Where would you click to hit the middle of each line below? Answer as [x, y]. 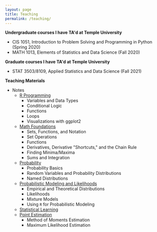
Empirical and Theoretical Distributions [66, 189]
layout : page [18, 10]
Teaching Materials [25, 81]
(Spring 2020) [26, 47]
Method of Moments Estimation [58, 220]
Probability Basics [45, 168]
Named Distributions [47, 178]
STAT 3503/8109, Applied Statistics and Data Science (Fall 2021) [77, 71]
